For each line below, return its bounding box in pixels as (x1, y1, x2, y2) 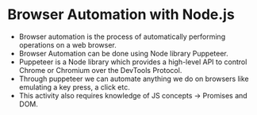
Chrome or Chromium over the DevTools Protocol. (18, 65, 182, 75)
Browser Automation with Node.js (7, 6, 235, 24)
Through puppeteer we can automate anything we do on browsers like (18, 74, 249, 83)
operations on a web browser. (18, 40, 117, 49)
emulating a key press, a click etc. (18, 82, 130, 92)
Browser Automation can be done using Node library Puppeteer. (18, 48, 229, 58)
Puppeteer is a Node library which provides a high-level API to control (18, 57, 247, 67)
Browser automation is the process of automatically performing (18, 32, 226, 41)
